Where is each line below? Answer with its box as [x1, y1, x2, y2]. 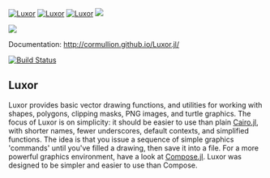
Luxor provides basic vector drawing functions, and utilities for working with [8, 100, 263, 109]
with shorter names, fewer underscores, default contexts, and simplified [8, 125, 250, 135]
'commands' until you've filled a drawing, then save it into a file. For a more [8, 142, 259, 153]
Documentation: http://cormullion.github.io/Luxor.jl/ [8, 40, 180, 49]
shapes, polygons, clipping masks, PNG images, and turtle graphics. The [8, 108, 251, 118]
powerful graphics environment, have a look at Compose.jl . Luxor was [8, 151, 242, 161]
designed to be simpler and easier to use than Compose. [8, 160, 198, 170]
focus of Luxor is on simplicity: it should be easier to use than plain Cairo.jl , [8, 117, 259, 127]
